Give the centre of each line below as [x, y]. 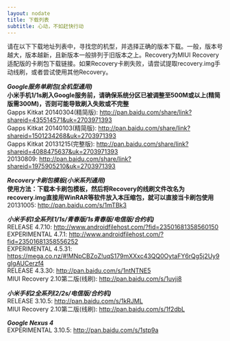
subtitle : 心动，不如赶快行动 [46, 26]
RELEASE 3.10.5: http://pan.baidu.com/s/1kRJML [75, 301]
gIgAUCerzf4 [26, 264]
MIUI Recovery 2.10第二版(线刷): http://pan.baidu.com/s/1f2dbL [96, 310]
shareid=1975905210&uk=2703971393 [61, 166]
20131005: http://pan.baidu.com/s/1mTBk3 [67, 205]
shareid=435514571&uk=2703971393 [60, 120]
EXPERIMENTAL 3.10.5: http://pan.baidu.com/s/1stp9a [83, 330]
